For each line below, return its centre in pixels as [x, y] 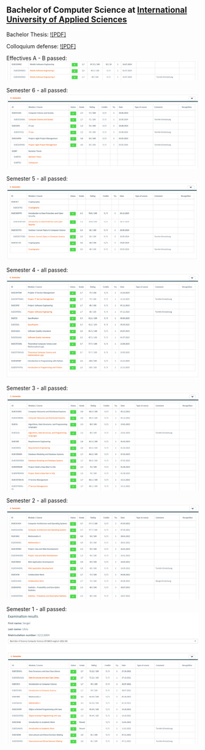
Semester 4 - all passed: [37, 270]
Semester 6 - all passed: [37, 91]
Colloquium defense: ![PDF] [41, 46]
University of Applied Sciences [67, 20]
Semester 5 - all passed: [37, 178]
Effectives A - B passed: [37, 58]
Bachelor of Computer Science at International [97, 10]
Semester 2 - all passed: [37, 500]
